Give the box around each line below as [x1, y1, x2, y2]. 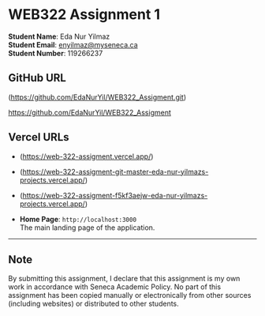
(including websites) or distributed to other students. [8, 299, 179, 309]
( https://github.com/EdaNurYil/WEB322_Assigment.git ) [8, 92, 187, 102]
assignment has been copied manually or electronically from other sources [8, 291, 252, 300]
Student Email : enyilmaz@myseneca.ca [8, 39, 138, 49]
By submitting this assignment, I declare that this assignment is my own [8, 274, 241, 284]
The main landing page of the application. [19, 223, 155, 232]
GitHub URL [8, 71, 67, 85]
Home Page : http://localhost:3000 [19, 214, 136, 224]
